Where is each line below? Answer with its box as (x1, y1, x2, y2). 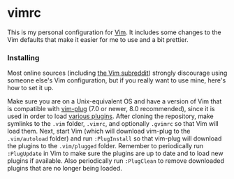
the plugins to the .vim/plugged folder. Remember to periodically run (7, 142, 204, 150)
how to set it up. (7, 84, 54, 92)
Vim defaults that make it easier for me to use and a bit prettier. (7, 35, 189, 43)
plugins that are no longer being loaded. (7, 164, 122, 173)
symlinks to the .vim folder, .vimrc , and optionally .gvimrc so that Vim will (7, 120, 219, 128)
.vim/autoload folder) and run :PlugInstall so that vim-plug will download (7, 134, 222, 143)
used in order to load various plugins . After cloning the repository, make (7, 112, 214, 120)
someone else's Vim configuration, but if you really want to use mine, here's (7, 76, 226, 85)
